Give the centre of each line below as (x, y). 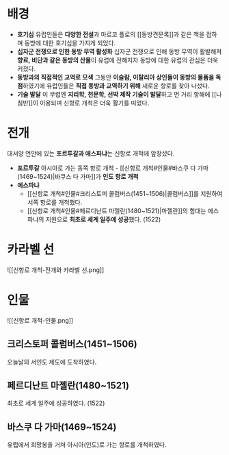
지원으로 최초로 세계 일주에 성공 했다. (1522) (103, 219)
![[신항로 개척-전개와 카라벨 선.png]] (56, 270)
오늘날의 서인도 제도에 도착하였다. (52, 362)
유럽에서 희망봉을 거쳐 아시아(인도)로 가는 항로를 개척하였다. (87, 445)
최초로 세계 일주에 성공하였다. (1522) (56, 403)
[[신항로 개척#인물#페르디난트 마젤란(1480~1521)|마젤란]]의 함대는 (117, 210)
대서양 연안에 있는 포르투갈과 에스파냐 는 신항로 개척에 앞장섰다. (91, 153)
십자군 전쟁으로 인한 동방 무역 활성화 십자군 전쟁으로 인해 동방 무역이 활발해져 (119, 51)
